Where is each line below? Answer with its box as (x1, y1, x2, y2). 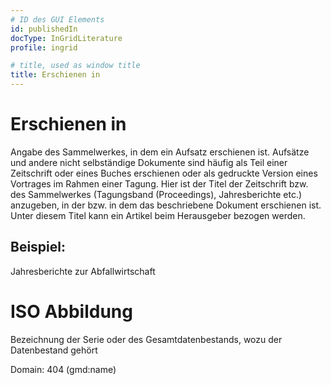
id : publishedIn (10, 24, 78, 34)
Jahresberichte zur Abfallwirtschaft (10, 265, 156, 277)
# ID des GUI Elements (10, 14, 105, 25)
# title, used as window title (10, 61, 141, 71)
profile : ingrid (10, 42, 78, 53)
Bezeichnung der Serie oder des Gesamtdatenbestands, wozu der (10, 333, 283, 345)
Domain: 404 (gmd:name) (10, 363, 117, 375)
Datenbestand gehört (10, 344, 98, 356)
